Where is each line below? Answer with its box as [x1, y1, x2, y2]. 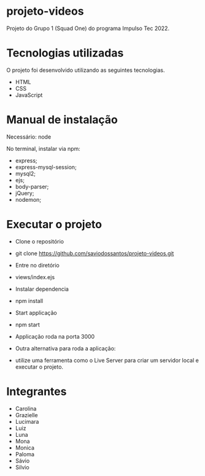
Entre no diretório [15, 261, 60, 269]
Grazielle [15, 411, 38, 418]
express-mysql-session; [15, 163, 77, 171]
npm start [15, 321, 40, 328]
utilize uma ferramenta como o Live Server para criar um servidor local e [15, 356, 199, 364]
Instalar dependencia [15, 285, 69, 293]
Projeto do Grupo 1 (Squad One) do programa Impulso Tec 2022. [6, 25, 170, 32]
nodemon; [15, 196, 42, 203]
